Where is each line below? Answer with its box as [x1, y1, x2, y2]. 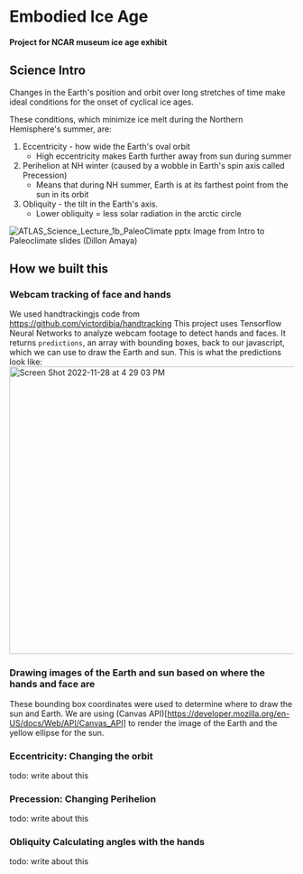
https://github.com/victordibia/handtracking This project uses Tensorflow [9, 318, 282, 329]
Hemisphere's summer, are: [9, 124, 112, 134]
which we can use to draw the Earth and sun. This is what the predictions [9, 347, 282, 358]
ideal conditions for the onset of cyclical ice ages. [9, 97, 194, 107]
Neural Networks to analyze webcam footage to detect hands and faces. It [9, 327, 287, 339]
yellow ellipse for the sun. [9, 727, 105, 738]
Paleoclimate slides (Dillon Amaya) [9, 235, 138, 245]
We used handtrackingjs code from [9, 308, 141, 319]
